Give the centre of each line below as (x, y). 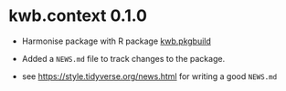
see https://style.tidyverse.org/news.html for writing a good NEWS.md (149, 76)
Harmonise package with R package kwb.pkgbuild (117, 41)
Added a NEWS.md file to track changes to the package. (123, 58)
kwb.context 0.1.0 (78, 16)
